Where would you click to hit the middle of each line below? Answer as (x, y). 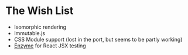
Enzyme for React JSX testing (50, 46)
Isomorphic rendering (40, 27)
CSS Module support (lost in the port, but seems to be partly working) (98, 39)
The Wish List (40, 11)
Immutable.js (29, 33)
